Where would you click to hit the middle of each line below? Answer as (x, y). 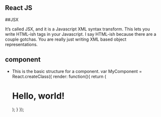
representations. (21, 44)
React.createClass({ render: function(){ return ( (59, 76)
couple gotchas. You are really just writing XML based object (66, 39)
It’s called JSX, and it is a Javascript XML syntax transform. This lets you (78, 29)
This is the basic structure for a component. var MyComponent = (77, 71)
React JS (19, 8)
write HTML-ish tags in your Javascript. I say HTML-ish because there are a (81, 34)
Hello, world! (38, 96)
